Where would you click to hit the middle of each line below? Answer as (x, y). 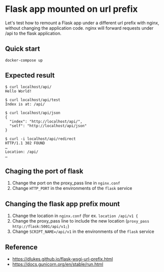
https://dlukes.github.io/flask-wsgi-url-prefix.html (63, 259)
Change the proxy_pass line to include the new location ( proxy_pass (81, 221)
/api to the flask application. (33, 33)
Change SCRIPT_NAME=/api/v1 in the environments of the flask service (83, 231)
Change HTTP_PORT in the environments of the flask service (72, 188)
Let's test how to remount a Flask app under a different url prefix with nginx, (82, 23)
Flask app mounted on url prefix (71, 9)
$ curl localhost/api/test (33, 100)
